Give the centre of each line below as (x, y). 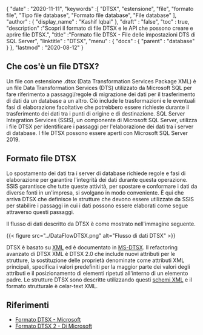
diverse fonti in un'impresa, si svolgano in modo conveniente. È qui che (95, 192)
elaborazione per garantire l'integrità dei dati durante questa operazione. (97, 179)
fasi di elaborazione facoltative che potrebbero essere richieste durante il (98, 107)
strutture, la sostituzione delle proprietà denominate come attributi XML (95, 260)
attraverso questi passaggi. (40, 212)
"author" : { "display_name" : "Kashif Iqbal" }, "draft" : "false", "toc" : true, (98, 22)
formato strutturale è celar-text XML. (52, 286)
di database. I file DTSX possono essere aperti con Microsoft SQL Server (97, 133)
